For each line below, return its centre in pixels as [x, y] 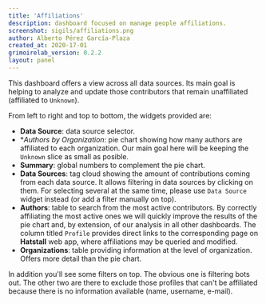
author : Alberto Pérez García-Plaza [69, 38]
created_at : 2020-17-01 [48, 46]
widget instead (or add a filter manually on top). [98, 199]
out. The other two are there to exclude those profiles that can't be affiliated [133, 282]
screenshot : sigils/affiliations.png [71, 30]
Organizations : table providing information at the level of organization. [136, 250]
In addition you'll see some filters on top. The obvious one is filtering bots [129, 274]
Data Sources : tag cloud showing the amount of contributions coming [135, 174]
